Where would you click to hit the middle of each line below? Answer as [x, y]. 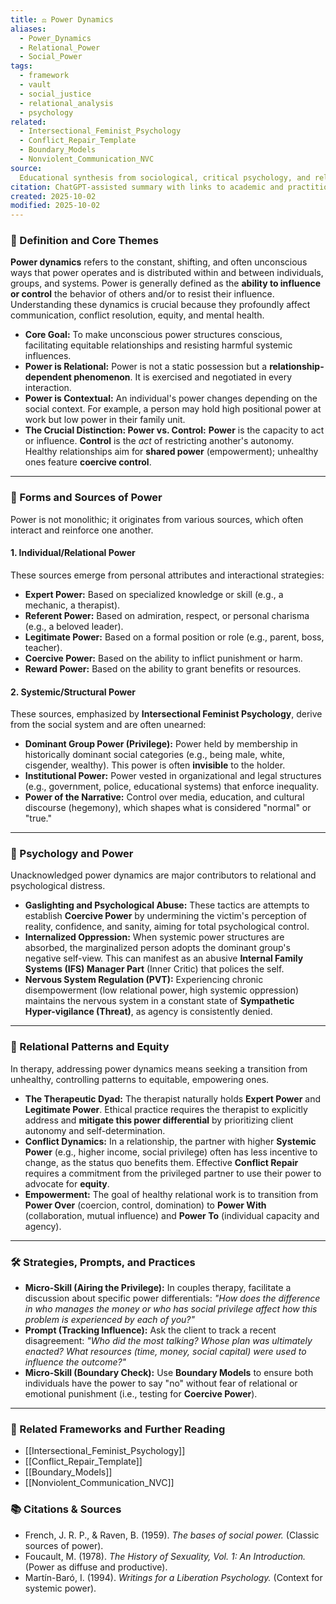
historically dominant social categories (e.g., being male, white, [154, 755]
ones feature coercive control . [88, 462]
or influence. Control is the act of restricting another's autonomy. [159, 441]
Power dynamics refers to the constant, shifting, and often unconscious [159, 262]
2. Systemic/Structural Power [73, 692]
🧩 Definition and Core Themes [84, 241]
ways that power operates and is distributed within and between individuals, [167, 273]
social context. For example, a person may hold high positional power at [173, 409]
